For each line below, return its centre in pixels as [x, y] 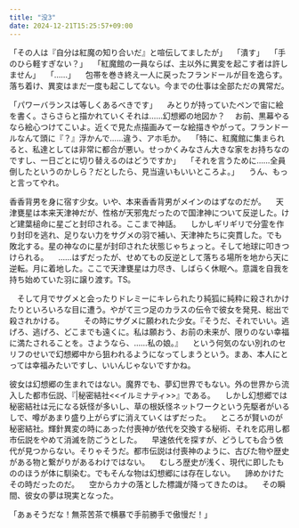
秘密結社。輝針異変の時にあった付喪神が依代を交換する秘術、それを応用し [145, 428]
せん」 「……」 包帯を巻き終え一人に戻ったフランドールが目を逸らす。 [152, 74]
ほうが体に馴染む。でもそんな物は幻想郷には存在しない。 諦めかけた [154, 473]
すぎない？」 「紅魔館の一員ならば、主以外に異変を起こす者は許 [160, 63]
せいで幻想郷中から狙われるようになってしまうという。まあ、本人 [153, 353]
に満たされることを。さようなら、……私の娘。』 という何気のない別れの [144, 343]
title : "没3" [32, 17]
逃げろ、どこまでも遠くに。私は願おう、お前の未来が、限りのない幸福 [161, 331]
